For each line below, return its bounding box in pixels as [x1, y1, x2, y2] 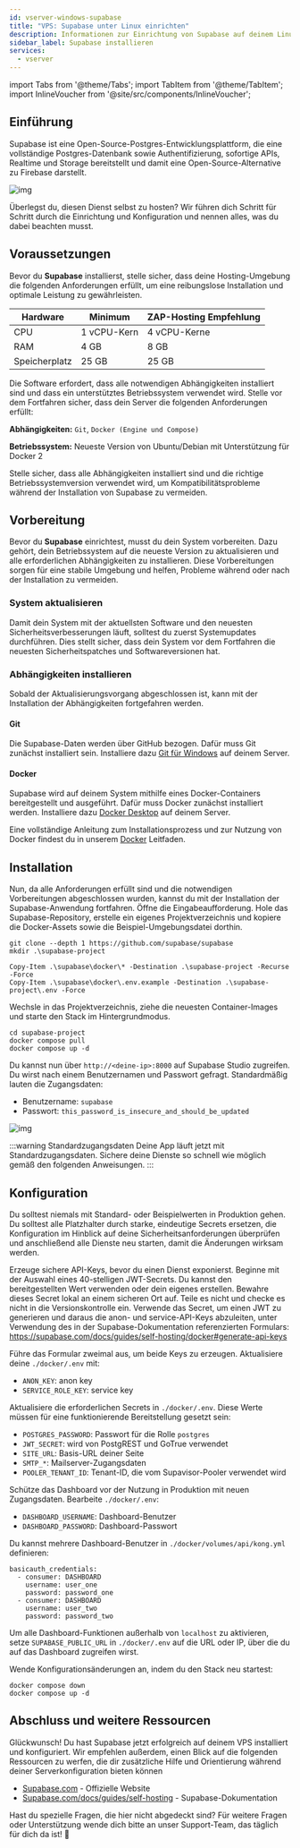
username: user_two [25, 1604, 98, 1614]
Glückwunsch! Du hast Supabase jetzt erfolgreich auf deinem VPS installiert [9, 1737, 288, 1748]
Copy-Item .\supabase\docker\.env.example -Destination [9, 978, 221, 987]
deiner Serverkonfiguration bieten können [9, 1765, 163, 1776]
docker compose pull [9, 1036, 87, 1045]
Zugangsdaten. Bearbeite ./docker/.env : [9, 1494, 159, 1504]
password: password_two [25, 1612, 114, 1621]
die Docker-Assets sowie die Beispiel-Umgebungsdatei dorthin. [9, 922, 243, 933]
